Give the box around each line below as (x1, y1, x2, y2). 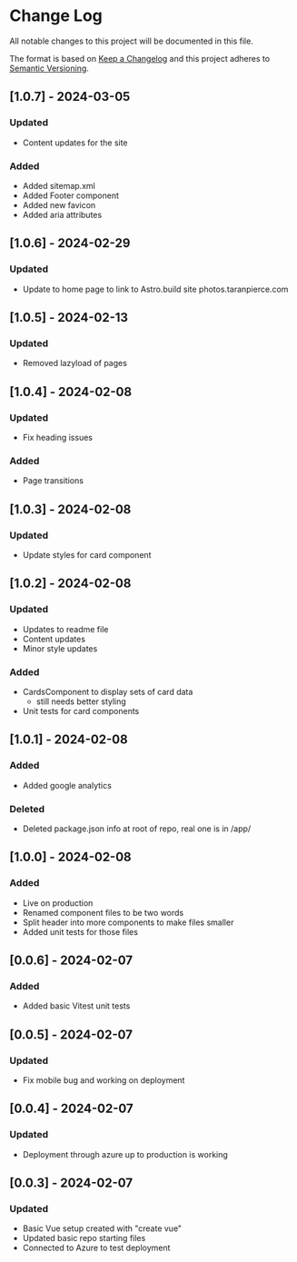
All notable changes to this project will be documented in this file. (9, 35, 254, 46)
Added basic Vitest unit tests (22, 1000, 131, 1011)
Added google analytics (22, 780, 112, 790)
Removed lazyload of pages (22, 358, 127, 369)
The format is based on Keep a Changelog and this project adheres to (9, 53, 271, 64)
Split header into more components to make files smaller (22, 917, 234, 928)
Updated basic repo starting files (22, 1233, 146, 1244)
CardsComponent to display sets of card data (22, 686, 193, 697)
